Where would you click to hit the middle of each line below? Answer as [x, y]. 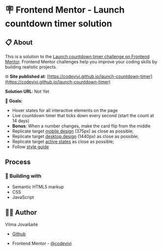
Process [18, 162]
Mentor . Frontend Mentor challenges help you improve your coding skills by [81, 62]
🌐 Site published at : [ [27, 76]
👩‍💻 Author [21, 213]
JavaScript [23, 197]
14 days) [21, 121]
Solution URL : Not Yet [27, 91]
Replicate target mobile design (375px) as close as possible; [73, 131]
